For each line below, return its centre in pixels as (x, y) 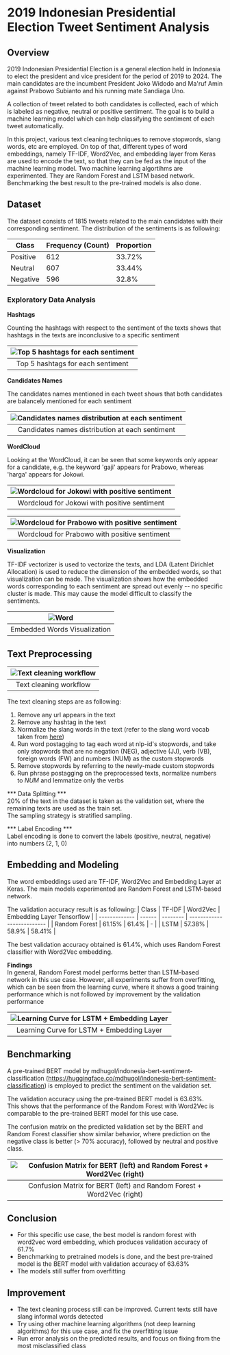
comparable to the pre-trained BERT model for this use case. (93, 1113)
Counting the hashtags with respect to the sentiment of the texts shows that (114, 328)
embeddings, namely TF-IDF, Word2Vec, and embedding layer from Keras (112, 154)
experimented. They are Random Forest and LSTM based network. (101, 176)
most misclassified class (52, 1346)
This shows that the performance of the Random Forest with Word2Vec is (111, 1106)
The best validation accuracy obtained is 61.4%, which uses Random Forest (114, 944)
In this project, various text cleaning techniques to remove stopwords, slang (114, 139)
